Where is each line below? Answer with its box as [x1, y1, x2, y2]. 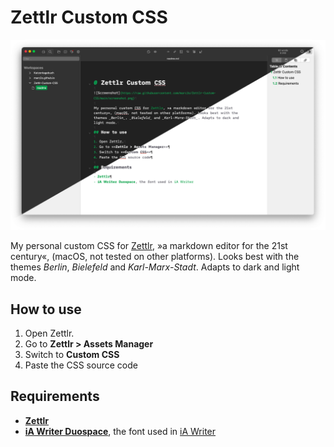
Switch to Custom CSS [24, 348, 120, 360]
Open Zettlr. [24, 327, 75, 339]
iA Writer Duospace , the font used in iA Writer [24, 425, 217, 437]
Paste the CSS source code [24, 359, 138, 371]
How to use [10, 301, 82, 318]
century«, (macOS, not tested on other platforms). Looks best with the [10, 251, 300, 263]
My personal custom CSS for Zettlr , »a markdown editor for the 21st [10, 240, 288, 252]
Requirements [10, 388, 100, 405]
